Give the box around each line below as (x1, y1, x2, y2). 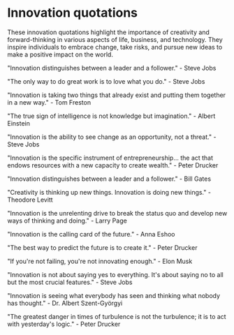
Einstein (7, 119, 30, 127)
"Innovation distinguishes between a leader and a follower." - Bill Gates (7, 174, 212, 183)
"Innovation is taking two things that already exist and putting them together (7, 91, 226, 99)
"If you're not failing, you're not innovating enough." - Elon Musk (7, 257, 193, 265)
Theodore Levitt (7, 195, 54, 204)
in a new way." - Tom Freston (7, 98, 92, 106)
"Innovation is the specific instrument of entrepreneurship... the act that (7, 154, 214, 162)
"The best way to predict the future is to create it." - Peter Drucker (7, 243, 198, 252)
